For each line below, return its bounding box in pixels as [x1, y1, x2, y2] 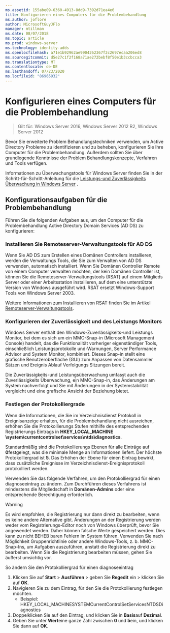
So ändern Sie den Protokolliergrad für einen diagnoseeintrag [5, 564, 133, 570]
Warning [5, 501, 23, 507]
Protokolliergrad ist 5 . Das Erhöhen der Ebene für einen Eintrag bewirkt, [5, 454, 155, 461]
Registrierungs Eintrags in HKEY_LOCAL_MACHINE [5, 428, 113, 435]
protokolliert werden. [5, 465, 49, 471]
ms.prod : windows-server [5, 41, 58, 46]
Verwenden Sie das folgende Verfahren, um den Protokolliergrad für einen [5, 475, 160, 481]
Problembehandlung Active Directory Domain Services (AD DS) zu [5, 222, 144, 228]
